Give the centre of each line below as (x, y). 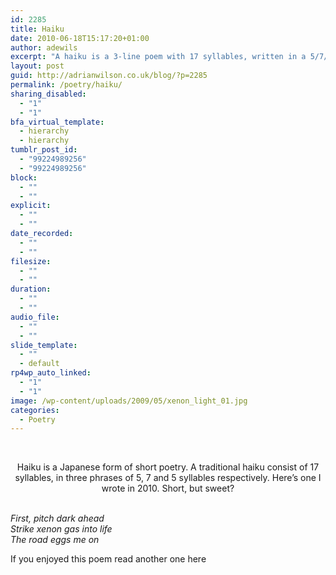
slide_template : (44, 345)
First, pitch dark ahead (57, 518)
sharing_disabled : (48, 94)
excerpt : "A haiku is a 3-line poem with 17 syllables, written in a (158, 57)
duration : (31, 289)
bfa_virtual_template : (57, 122)
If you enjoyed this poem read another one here (108, 559)
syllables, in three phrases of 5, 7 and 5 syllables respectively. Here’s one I (168, 478)
